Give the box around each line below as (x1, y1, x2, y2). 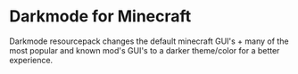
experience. (9, 54, 54, 65)
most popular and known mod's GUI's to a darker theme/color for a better (9, 45, 280, 55)
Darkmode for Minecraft (9, 6, 192, 27)
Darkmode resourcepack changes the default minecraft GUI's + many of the (9, 36, 289, 46)
